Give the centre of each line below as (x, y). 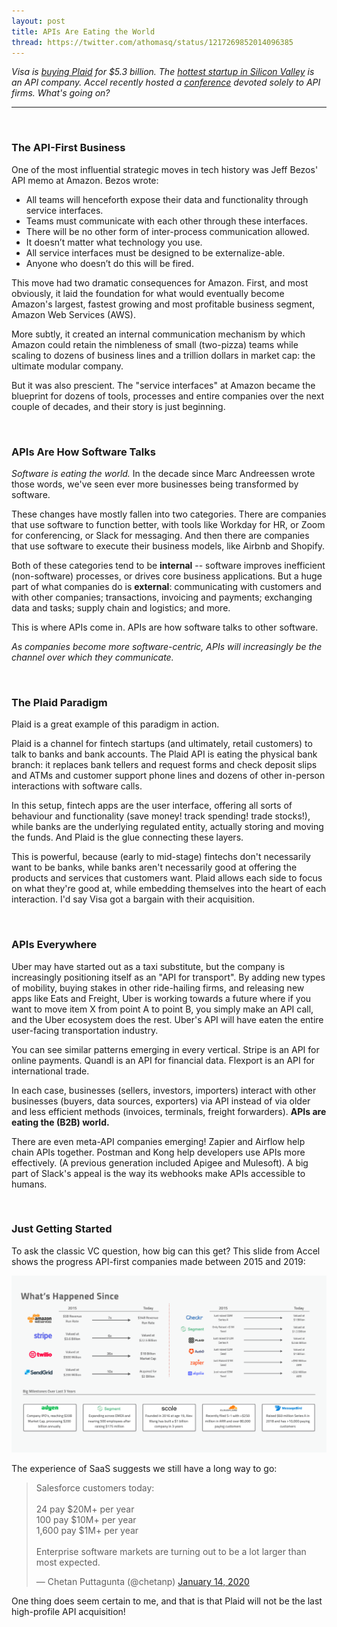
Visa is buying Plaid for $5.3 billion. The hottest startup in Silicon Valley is (163, 72)
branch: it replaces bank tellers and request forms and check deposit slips (164, 765)
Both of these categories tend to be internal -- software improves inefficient (168, 565)
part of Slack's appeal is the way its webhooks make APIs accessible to (158, 1173)
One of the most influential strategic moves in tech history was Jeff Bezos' (165, 169)
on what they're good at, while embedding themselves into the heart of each (169, 889)
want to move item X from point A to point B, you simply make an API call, (162, 1009)
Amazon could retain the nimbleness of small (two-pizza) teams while (155, 344)
